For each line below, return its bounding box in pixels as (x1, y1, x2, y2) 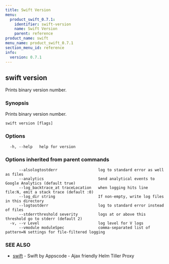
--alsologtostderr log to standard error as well (18, 168, 164, 173)
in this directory (5, 199, 44, 204)
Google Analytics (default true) (5, 181, 76, 186)
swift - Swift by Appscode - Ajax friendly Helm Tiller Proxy (12, 253, 135, 259)
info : (5, 50, 17, 55)
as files (5, 172, 24, 177)
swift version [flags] (5, 121, 53, 126)
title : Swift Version (5, 7, 51, 13)
